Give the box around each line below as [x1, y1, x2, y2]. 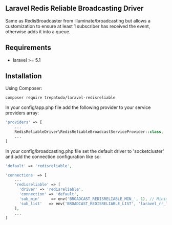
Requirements [5, 43, 51, 52]
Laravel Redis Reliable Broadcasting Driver [5, 4, 144, 13]
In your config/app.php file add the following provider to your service [5, 104, 151, 110]
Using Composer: [5, 85, 42, 92]
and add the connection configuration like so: [5, 153, 101, 160]
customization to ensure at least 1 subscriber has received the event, [5, 23, 150, 29]
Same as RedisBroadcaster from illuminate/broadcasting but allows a [5, 17, 151, 24]
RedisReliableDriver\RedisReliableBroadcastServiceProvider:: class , [14, 129, 164, 134]
